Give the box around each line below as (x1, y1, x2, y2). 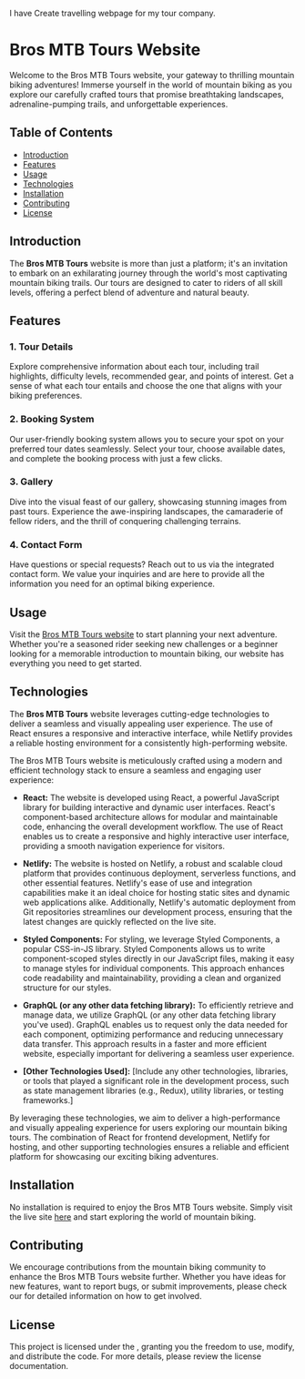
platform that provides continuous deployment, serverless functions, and (22, 867, 297, 878)
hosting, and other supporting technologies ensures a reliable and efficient (9, 1141, 290, 1152)
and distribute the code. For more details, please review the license (9, 1351, 262, 1362)
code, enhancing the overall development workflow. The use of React (22, 821, 284, 832)
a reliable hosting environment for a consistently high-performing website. (9, 737, 289, 748)
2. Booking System (9, 413, 95, 426)
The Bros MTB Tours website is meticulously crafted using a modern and (9, 755, 283, 766)
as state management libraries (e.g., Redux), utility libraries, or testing (22, 1085, 284, 1096)
